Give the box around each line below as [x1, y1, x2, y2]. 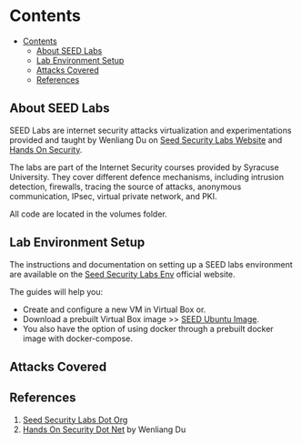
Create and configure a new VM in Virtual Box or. [22, 304, 206, 315]
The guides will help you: [9, 286, 103, 297]
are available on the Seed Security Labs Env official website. [9, 268, 236, 279]
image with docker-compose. [22, 333, 134, 344]
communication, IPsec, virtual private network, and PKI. [9, 190, 217, 201]
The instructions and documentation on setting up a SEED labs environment [9, 258, 293, 269]
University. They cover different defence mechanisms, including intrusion [9, 171, 285, 182]
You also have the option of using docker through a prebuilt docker [22, 323, 275, 334]
